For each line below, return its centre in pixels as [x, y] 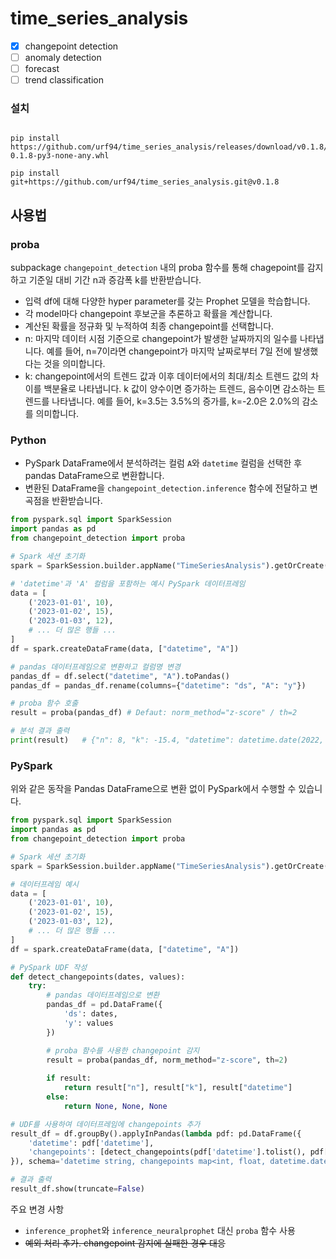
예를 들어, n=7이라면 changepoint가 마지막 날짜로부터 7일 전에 [169, 351]
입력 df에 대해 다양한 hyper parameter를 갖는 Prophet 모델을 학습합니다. [167, 301]
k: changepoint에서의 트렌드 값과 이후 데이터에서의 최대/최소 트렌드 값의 [166, 376]
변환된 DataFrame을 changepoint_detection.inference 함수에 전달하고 [166, 488]
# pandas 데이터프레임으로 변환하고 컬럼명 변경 [95, 667]
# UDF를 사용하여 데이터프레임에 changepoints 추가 [105, 1124]
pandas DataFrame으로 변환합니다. [94, 476]
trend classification [64, 80]
